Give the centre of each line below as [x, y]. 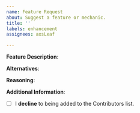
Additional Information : [36, 92]
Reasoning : [21, 80]
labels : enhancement [32, 29]
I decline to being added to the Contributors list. [74, 104]
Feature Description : [32, 57]
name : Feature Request [35, 12]
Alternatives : [23, 69]
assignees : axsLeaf [31, 34]
